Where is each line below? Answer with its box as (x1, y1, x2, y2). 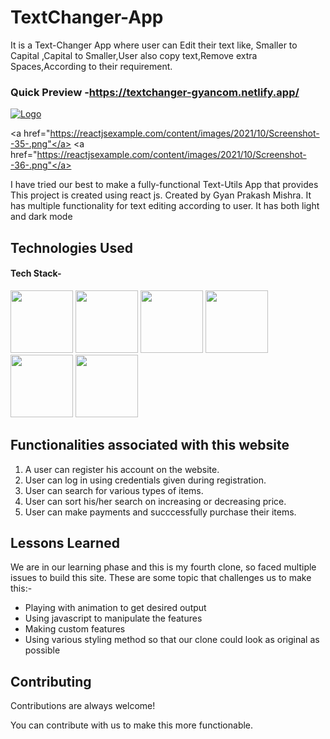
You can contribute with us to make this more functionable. (10, 719, 254, 731)
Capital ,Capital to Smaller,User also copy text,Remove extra (10, 49, 258, 61)
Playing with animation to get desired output (24, 602, 207, 614)
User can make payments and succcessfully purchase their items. (24, 506, 297, 518)
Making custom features (24, 623, 126, 635)
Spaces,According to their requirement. (10, 60, 173, 72)
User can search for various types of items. (24, 484, 204, 496)
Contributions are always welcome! (10, 700, 156, 712)
